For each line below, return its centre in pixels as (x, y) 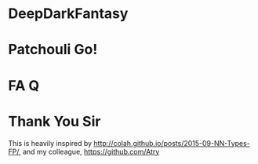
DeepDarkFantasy (68, 14)
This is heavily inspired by (50, 143)
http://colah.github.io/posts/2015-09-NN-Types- (172, 143)
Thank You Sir (55, 121)
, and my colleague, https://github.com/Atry (89, 151)
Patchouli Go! (53, 50)
